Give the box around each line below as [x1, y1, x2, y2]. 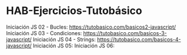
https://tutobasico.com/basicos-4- [96, 36, 181, 43]
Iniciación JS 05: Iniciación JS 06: [33, 42, 115, 49]
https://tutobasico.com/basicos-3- [83, 29, 168, 36]
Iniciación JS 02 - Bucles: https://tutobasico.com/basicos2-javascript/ [6, 23, 176, 30]
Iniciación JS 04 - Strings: [33, 36, 96, 43]
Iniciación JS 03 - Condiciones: [6, 29, 82, 36]
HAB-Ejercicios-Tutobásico [6, 4, 142, 18]
